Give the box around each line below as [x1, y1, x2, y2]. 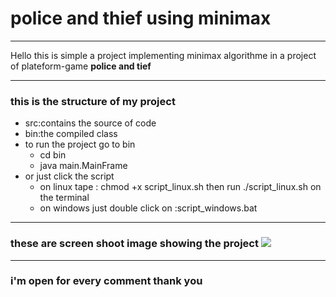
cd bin [39, 149, 67, 161]
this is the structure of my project [10, 94, 176, 108]
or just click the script [24, 170, 115, 182]
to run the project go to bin [24, 138, 136, 151]
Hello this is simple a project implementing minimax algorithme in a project [10, 49, 317, 61]
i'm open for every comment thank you [10, 274, 203, 288]
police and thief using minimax [10, 7, 272, 30]
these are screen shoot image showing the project [10, 237, 259, 251]
